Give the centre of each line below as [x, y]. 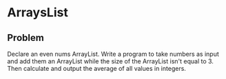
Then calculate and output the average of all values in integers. [96, 68]
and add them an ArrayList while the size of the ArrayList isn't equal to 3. [110, 61]
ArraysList [38, 13]
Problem [26, 38]
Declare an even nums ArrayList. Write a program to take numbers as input [113, 54]
